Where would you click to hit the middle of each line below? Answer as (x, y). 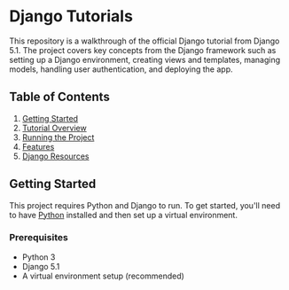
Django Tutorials (71, 16)
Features (38, 146)
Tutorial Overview (54, 128)
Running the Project (58, 137)
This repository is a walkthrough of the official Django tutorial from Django (144, 41)
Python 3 (39, 257)
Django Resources (55, 156)
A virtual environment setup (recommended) (103, 276)
